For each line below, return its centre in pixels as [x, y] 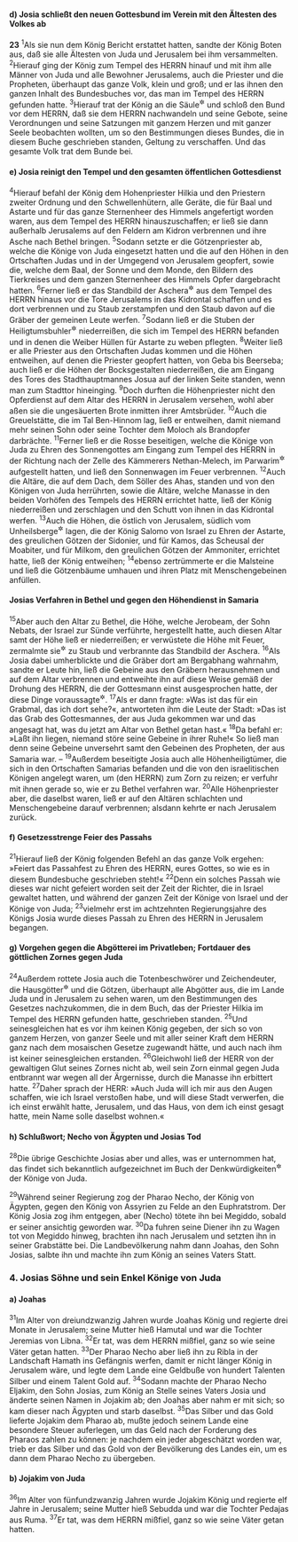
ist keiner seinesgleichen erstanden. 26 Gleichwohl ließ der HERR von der [142, 1058]
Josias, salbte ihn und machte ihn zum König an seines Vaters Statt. [133, 1255]
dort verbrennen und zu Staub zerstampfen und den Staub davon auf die [142, 309]
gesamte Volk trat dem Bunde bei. [71, 152]
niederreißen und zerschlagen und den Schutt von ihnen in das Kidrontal [142, 509]
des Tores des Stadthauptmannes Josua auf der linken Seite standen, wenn [147, 380]
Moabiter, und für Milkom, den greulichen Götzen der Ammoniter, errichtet [145, 550]
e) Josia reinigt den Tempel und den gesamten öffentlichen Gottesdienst [145, 171]
